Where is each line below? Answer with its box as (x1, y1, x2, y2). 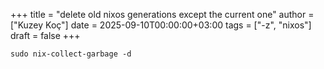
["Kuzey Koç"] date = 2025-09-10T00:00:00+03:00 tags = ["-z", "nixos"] (10, 19, 312, 31)
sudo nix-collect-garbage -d (10, 49, 132, 59)
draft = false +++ (10, 30, 81, 41)
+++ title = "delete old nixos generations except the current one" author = (10, 9, 315, 20)
